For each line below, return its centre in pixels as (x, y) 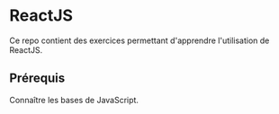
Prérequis (37, 79)
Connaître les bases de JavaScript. (74, 100)
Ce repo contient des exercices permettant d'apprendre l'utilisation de (139, 40)
